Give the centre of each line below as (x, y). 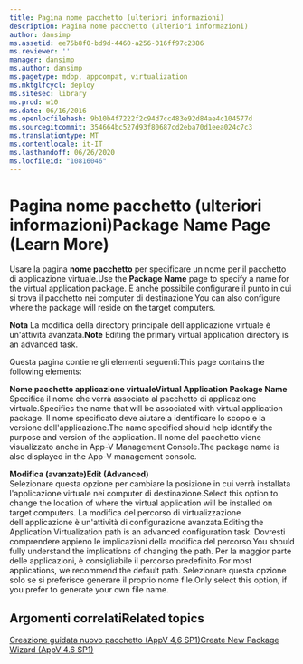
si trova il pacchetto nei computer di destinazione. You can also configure (145, 298)
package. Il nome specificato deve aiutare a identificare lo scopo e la (137, 419)
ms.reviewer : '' (40, 52)
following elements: (46, 371)
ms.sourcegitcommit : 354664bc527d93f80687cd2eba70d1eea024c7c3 (131, 128)
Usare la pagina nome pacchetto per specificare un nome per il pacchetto (148, 269)
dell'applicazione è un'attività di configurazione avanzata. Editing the (137, 523)
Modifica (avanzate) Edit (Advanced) (79, 474)
